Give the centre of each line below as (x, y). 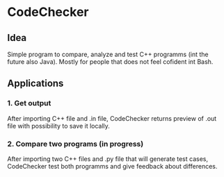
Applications (35, 84)
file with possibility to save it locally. (58, 126)
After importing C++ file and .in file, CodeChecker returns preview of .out (112, 118)
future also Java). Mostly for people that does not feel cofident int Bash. (110, 62)
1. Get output (29, 103)
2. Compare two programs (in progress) (75, 144)
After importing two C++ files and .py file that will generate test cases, (108, 159)
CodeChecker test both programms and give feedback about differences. (112, 166)
